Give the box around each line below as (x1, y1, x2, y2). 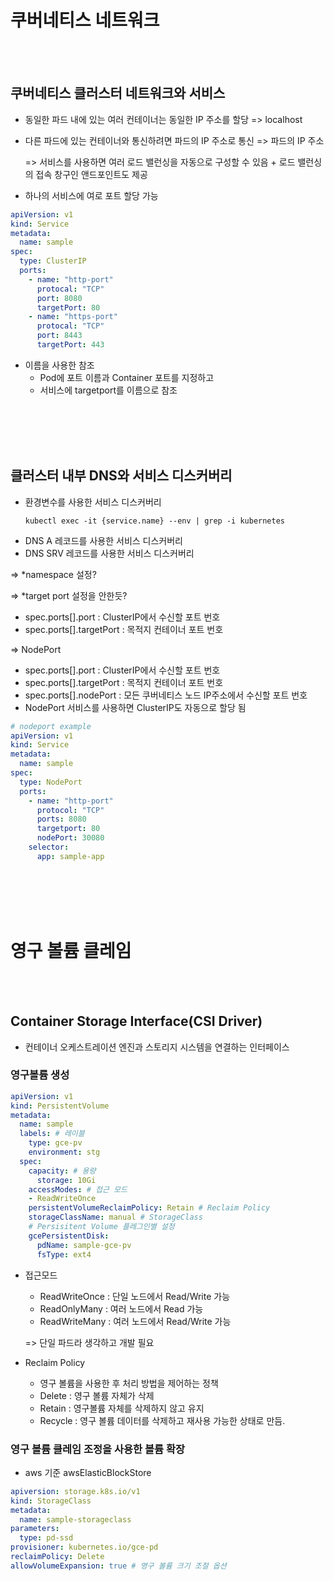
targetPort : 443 (36, 340, 105, 350)
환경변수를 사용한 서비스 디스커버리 (24, 496, 162, 508)
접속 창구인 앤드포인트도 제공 (35, 168, 148, 180)
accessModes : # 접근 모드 (28, 1184, 128, 1195)
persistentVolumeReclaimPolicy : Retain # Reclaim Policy (28, 1203, 271, 1213)
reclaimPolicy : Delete (10, 1552, 105, 1562)
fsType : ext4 (36, 1249, 92, 1260)
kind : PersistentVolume (10, 1101, 110, 1111)
